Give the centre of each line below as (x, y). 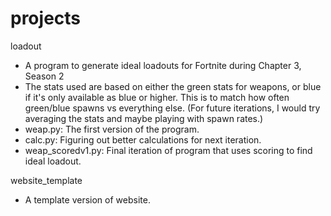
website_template (46, 180)
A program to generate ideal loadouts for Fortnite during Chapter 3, (163, 65)
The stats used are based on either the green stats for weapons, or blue (173, 86)
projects (46, 18)
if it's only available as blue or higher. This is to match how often (157, 97)
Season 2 (44, 76)
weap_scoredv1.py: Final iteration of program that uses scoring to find (168, 150)
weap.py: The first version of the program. (112, 129)
